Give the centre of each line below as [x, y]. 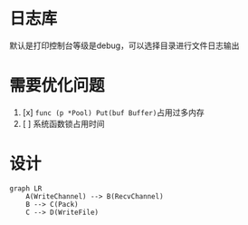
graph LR [26, 188]
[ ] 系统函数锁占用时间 [63, 123]
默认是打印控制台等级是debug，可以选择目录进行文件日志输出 [124, 45]
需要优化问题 [57, 86]
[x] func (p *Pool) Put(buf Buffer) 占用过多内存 [114, 112]
